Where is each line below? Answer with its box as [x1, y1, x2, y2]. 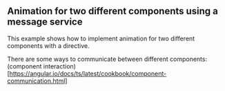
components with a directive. [7, 41, 90, 50]
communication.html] [7, 77, 68, 85]
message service [7, 16, 83, 28]
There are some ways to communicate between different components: [7, 55, 208, 63]
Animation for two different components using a [7, 5, 219, 17]
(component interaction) [7, 62, 76, 70]
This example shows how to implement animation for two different [7, 34, 195, 42]
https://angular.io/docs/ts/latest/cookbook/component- [9, 69, 167, 77]
